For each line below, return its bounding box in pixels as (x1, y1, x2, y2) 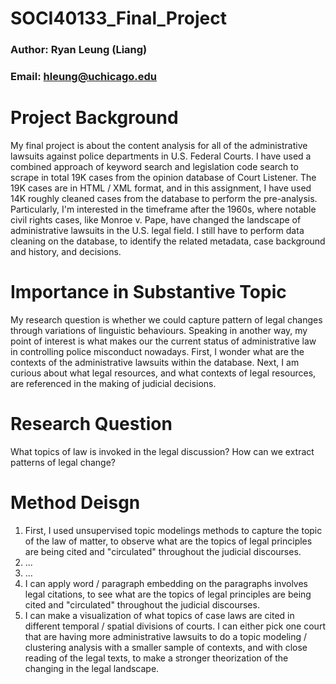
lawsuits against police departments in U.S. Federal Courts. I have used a (10, 150, 312, 162)
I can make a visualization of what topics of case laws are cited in (24, 609, 295, 621)
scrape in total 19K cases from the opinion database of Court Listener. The (10, 171, 317, 183)
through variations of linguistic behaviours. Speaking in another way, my (10, 324, 308, 336)
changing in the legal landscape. (24, 662, 160, 674)
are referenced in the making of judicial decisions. (10, 377, 217, 389)
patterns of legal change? (10, 456, 116, 468)
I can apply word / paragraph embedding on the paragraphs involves (24, 577, 309, 589)
